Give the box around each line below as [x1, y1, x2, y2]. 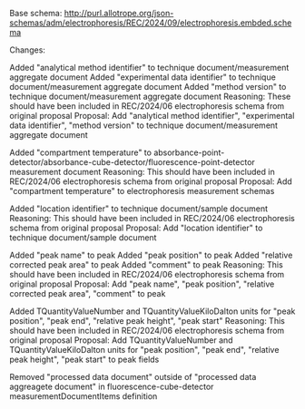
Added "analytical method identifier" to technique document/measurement [9, 63, 290, 73]
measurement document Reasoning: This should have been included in [9, 167, 275, 177]
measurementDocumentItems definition [9, 391, 158, 402]
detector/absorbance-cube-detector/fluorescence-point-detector [9, 157, 256, 167]
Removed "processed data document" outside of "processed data [9, 372, 257, 382]
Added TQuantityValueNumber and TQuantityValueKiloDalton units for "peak [9, 306, 296, 316]
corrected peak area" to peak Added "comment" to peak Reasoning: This [9, 259, 283, 270]
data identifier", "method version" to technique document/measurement [9, 120, 279, 131]
